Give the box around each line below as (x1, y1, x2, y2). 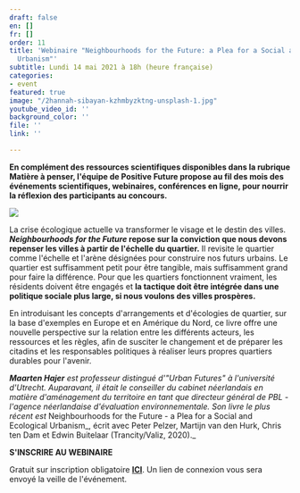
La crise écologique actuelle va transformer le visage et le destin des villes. (9, 224, 287, 235)
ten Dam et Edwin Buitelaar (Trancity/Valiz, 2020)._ (9, 430, 196, 440)
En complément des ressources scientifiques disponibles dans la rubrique (9, 162, 291, 172)
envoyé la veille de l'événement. (9, 473, 128, 484)
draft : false (9, 13, 58, 22)
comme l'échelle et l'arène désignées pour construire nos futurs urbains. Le (9, 252, 288, 263)
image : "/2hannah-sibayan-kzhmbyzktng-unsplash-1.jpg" (9, 96, 218, 105)
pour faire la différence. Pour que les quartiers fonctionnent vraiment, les (9, 272, 278, 282)
